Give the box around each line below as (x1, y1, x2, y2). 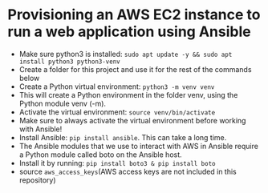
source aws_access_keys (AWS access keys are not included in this (18, 167, 238, 176)
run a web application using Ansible (7, 22, 251, 41)
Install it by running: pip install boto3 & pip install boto (18, 158, 216, 167)
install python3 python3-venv (18, 58, 121, 66)
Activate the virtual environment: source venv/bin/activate (18, 107, 216, 117)
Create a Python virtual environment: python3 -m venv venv (18, 82, 215, 91)
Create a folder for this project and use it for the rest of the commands (18, 64, 252, 74)
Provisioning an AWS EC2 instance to (7, 6, 261, 24)
